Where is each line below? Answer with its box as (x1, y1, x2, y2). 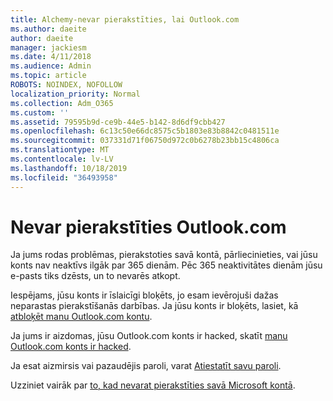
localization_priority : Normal (10, 89, 141, 99)
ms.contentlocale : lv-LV (10, 154, 114, 164)
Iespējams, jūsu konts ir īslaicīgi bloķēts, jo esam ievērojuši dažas (10, 289, 279, 301)
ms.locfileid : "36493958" (10, 172, 118, 183)
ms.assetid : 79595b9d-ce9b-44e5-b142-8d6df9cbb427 (10, 117, 226, 127)
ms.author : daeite (10, 24, 87, 34)
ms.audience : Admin (10, 61, 92, 71)
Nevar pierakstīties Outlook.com (10, 216, 287, 238)
